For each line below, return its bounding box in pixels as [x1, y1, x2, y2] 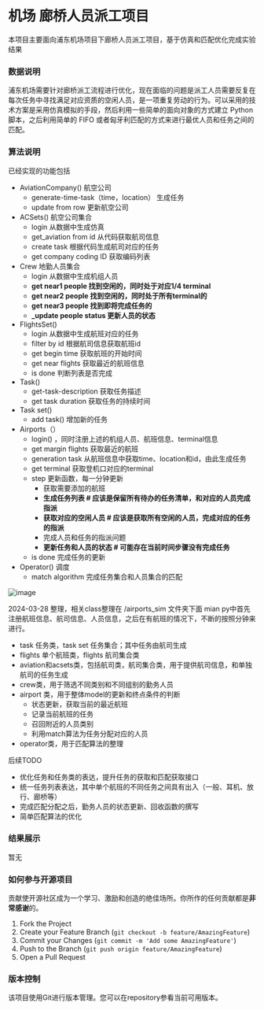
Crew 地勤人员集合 [19, 261, 81, 271]
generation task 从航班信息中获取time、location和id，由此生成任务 [31, 453, 247, 463]
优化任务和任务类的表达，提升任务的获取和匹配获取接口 [19, 772, 199, 782]
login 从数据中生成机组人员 [31, 271, 119, 280]
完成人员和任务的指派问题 [42, 532, 126, 542]
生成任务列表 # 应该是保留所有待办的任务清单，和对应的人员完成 [42, 493, 251, 502]
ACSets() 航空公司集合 [19, 212, 93, 221]
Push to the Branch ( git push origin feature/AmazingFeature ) [19, 944, 222, 953]
